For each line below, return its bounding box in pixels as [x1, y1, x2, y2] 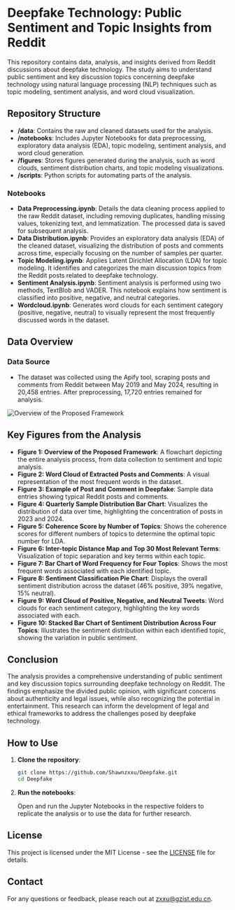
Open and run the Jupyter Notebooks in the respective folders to [17, 802, 204, 810]
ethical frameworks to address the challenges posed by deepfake [7, 709, 197, 718]
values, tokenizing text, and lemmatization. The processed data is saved [17, 219, 226, 228]
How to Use [7, 737, 59, 749]
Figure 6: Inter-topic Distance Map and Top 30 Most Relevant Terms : [17, 544, 221, 553]
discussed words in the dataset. [17, 316, 110, 325]
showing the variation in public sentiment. [17, 633, 138, 641]
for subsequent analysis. [17, 227, 89, 235]
